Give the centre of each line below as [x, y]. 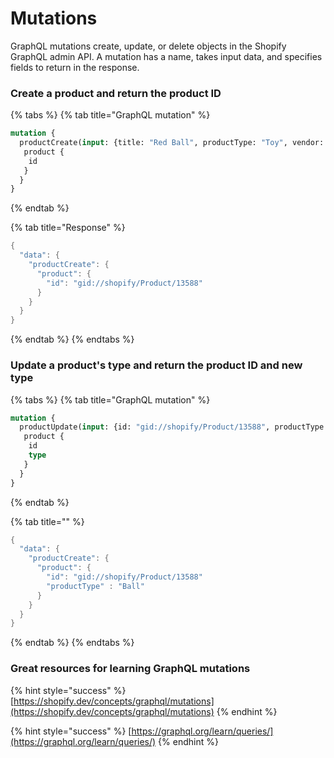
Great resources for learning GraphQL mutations [130, 669]
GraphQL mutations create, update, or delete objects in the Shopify [148, 46]
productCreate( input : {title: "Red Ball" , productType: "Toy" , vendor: [172, 143]
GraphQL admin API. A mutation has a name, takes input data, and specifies [166, 56]
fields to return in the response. [75, 67]
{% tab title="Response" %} [68, 228]
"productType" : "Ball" [95, 586]
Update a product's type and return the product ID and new [156, 365]
